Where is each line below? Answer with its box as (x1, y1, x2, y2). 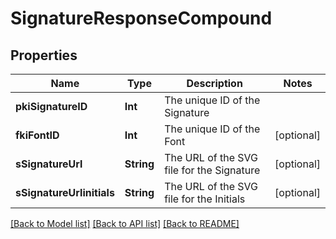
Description (186, 77, 243, 90)
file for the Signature (164, 163, 261, 177)
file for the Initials (164, 192, 246, 206)
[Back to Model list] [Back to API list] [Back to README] (10, 218, 240, 229)
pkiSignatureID (15, 100, 88, 113)
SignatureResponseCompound (10, 7, 273, 30)
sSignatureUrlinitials (15, 186, 115, 199)
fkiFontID (15, 128, 60, 142)
